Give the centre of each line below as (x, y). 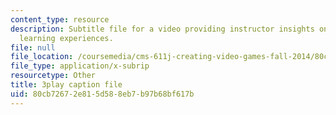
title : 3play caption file (66, 85)
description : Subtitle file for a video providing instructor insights (162, 29)
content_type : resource (60, 19)
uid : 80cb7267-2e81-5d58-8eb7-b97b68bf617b (102, 94)
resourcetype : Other (53, 76)
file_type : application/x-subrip (80, 66)
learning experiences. (66, 38)
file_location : (42, 57)
